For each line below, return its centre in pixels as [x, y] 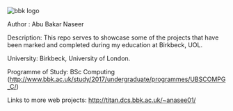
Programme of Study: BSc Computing [61, 72]
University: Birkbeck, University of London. [69, 58]
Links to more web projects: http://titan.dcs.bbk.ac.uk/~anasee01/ [102, 100]
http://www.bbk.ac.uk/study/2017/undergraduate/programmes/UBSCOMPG [118, 79]
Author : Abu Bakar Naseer [46, 24]
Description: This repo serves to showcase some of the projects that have [113, 37]
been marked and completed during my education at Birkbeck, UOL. [105, 45]
